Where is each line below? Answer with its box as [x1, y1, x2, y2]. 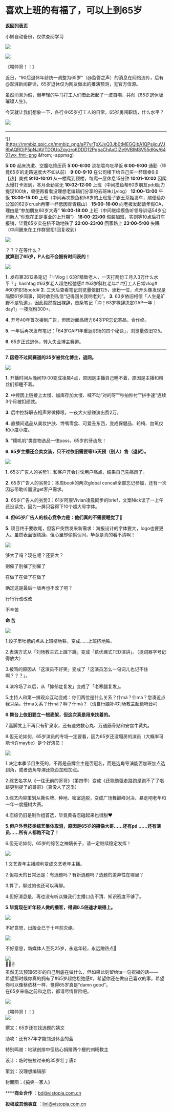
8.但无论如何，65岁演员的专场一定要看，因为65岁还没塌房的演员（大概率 [5, 733, 160, 739]
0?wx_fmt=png [5, 152, 37, 158]
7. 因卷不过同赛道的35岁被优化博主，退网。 [5, 354, 96, 360]
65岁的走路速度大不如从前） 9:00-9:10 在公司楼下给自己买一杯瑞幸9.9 [9, 169, 159, 175]
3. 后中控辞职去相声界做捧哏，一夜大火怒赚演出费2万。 [5, 409, 121, 415]
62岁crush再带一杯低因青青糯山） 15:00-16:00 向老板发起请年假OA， [18, 201, 166, 207]
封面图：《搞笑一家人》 [5, 1079, 53, 1085]
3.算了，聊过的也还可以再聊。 [5, 882, 68, 889]
